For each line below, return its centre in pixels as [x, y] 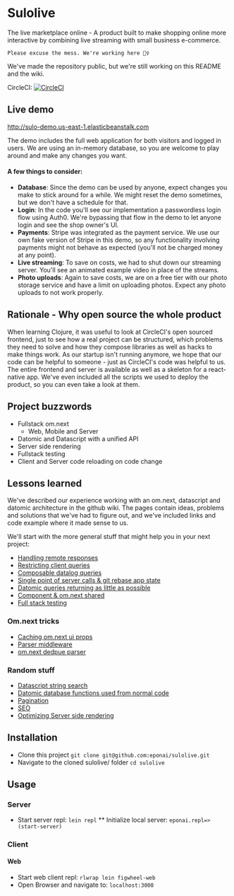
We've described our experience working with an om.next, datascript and [114, 501]
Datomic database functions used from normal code [93, 693]
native [16, 377]
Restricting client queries [54, 565]
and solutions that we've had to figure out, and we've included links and [112, 516]
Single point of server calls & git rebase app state [89, 581]
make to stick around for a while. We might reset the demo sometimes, [120, 194]
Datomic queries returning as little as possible [84, 588]
